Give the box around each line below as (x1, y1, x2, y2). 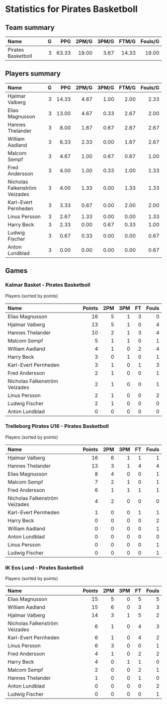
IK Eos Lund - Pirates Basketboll (5, 564, 83, 571)
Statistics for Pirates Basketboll (5, 3, 138, 15)
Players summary (5, 70, 61, 78)
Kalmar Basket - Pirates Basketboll (5, 282, 90, 289)
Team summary (5, 23, 55, 32)
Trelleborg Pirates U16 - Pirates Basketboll (5, 423, 109, 430)
